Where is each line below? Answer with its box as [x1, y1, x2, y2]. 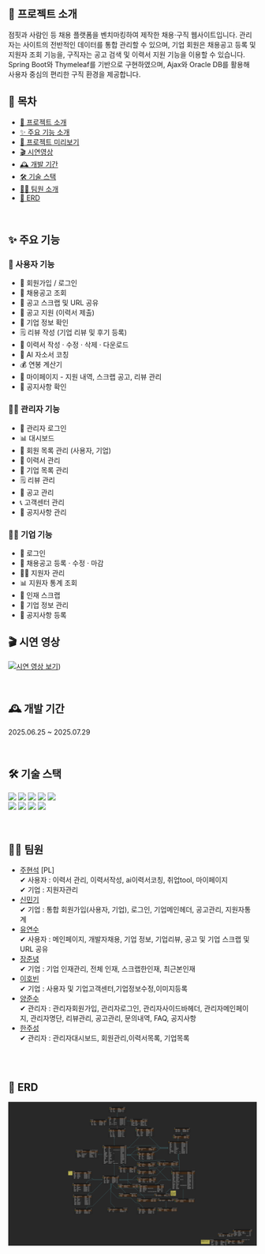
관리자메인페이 [203, 1003, 249, 1014]
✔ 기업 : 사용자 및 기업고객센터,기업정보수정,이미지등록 [19, 984, 188, 994]
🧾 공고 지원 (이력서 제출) [19, 308, 95, 318]
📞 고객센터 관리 [19, 497, 65, 507]
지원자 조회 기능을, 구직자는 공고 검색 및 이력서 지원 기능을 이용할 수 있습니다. [8, 50, 246, 59]
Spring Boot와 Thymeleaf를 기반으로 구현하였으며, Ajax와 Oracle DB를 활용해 [8, 59, 250, 69]
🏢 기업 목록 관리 [19, 465, 69, 474]
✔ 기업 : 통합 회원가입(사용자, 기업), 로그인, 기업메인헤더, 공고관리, [19, 905, 224, 915]
